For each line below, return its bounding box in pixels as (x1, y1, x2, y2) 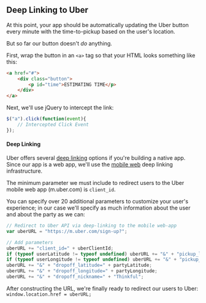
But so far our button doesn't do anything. (6, 39, 112, 47)
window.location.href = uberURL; (6, 291, 92, 297)
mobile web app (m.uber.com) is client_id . (6, 186, 116, 193)
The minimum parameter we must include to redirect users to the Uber (6, 179, 185, 187)
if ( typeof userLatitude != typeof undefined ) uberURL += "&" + (6, 251, 174, 257)
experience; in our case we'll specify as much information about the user (6, 204, 191, 211)
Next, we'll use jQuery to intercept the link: (6, 104, 114, 111)
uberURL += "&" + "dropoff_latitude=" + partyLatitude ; (6, 262, 152, 269)
